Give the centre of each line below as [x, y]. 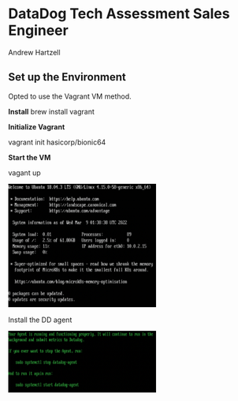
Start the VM [30, 157]
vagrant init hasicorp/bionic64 [57, 142]
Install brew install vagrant [51, 111]
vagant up [24, 172]
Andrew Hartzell [34, 52]
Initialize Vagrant [37, 126]
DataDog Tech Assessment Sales [119, 14]
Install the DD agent [40, 320]
